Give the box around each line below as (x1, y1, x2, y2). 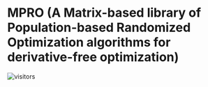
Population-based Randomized (7, 19, 191, 35)
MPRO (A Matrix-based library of (7, 5, 201, 21)
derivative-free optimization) (7, 49, 179, 65)
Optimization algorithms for (7, 35, 171, 50)
